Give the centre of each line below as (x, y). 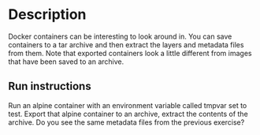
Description (47, 15)
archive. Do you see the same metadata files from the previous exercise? (126, 122)
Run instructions (50, 86)
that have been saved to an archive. (66, 62)
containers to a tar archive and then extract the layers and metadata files (126, 44)
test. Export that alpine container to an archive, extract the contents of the (128, 114)
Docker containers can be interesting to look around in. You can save (120, 36)
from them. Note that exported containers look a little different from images (130, 53)
